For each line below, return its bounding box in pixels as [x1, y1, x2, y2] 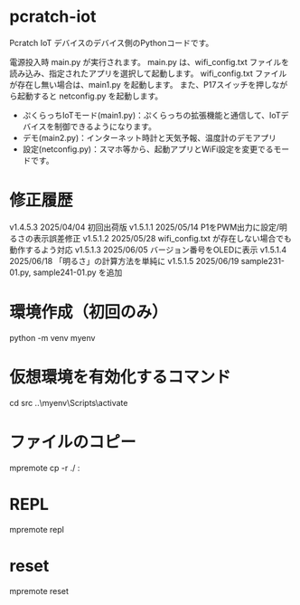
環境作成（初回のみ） [9, 302, 169, 323]
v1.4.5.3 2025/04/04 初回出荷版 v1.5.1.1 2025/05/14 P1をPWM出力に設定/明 [9, 222, 287, 232]
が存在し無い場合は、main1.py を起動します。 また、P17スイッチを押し [9, 79, 273, 90]
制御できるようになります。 [53, 120, 156, 132]
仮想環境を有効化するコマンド [9, 367, 232, 387]
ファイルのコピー [9, 431, 137, 452]
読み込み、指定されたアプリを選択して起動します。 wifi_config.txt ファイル [9, 68, 287, 79]
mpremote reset [9, 585, 70, 596]
